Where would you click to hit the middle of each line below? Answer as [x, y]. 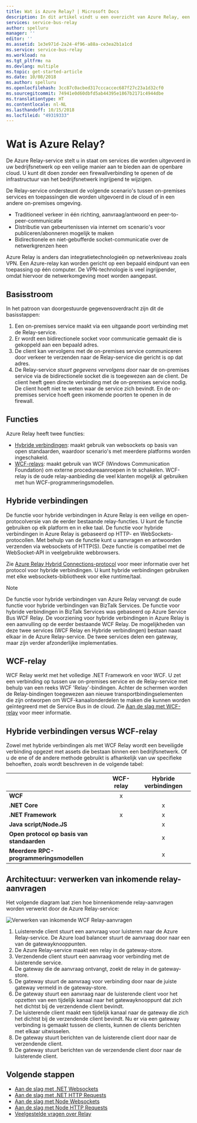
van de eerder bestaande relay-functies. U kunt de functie [112, 521]
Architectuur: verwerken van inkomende [82, 879]
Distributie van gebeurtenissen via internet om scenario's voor [90, 227]
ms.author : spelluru [31, 83]
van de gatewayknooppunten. [50, 944]
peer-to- [168, 214]
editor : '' [19, 39]
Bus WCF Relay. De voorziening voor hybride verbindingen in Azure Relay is [98, 618]
